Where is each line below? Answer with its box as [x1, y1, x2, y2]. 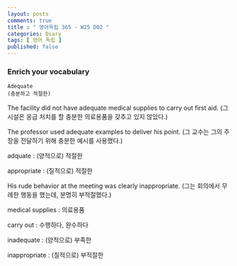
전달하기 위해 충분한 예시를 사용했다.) [20, 136, 123, 145]
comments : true [7, 17, 52, 24]
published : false [7, 43, 59, 50]
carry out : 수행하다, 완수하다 [7, 221, 88, 229]
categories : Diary [7, 30, 62, 38]
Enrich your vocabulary [7, 67, 90, 77]
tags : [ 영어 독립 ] [7, 37, 62, 44]
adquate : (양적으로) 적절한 [7, 152, 83, 160]
